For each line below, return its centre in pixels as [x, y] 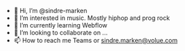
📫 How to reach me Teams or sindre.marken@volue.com [96, 40]
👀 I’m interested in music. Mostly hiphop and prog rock [92, 18]
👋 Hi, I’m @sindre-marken [51, 11]
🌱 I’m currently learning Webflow [60, 25]
